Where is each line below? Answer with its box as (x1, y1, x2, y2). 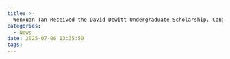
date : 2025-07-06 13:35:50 (7, 35, 84, 42)
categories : (7, 22, 41, 29)
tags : (7, 41, 23, 48)
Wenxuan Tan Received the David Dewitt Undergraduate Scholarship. (13, 16, 210, 23)
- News (13, 28, 32, 36)
